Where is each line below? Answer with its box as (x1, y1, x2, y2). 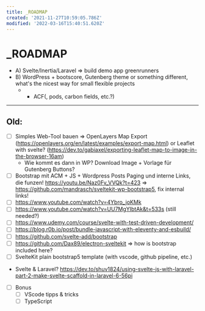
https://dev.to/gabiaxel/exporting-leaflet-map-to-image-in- (48, 146, 197, 154)
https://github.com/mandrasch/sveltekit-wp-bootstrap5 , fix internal (15, 185, 185, 193)
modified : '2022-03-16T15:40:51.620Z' (6, 20, 105, 26)
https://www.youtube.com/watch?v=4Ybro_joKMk (15, 198, 142, 206)
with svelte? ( (15, 146, 49, 154)
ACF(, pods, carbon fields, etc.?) (33, 93, 115, 100)
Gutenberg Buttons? (24, 166, 75, 173)
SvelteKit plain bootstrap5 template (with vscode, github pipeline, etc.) (15, 253, 192, 260)
